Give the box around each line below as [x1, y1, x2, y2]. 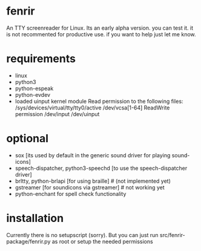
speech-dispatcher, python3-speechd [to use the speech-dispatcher [15, 165, 188, 172]
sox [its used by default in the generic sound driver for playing [15, 151, 171, 158]
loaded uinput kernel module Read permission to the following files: [15, 97, 183, 105]
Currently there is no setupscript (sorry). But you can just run [6, 231, 159, 238]
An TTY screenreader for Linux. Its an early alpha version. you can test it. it [6, 24, 194, 31]
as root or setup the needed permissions [51, 238, 153, 245]
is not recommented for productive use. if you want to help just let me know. [6, 30, 196, 37]
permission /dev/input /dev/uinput [15, 110, 100, 117]
